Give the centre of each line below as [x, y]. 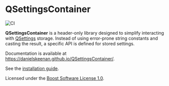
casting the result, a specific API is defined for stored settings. [70, 43]
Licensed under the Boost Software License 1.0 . [55, 78]
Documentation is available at [36, 53]
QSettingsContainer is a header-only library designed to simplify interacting [85, 33]
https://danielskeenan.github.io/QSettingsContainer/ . [60, 58]
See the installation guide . [32, 68]
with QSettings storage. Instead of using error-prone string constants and [81, 38]
